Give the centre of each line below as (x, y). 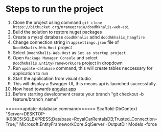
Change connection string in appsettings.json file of (66, 42)
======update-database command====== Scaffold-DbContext (71, 109)
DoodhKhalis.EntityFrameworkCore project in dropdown (68, 63)
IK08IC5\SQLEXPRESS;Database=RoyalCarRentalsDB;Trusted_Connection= (82, 119)
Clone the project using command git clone (57, 22)
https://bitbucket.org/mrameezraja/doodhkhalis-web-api (71, 27)
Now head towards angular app (44, 89)
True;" (12, 124)
